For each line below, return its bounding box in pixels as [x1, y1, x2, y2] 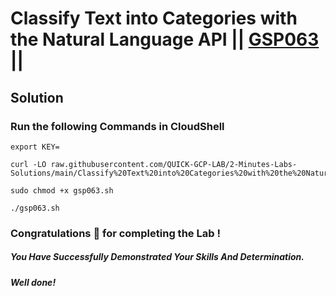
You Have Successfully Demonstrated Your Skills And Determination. [10, 251, 305, 263]
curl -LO [10, 159, 47, 169]
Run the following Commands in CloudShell [10, 119, 225, 133]
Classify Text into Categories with [10, 7, 298, 30]
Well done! [10, 276, 57, 288]
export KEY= [10, 142, 60, 152]
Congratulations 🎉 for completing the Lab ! [10, 226, 221, 240]
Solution [10, 89, 64, 106]
